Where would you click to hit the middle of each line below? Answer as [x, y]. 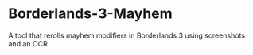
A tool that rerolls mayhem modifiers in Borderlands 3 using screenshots [127, 35]
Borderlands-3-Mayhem [90, 14]
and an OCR [28, 43]
